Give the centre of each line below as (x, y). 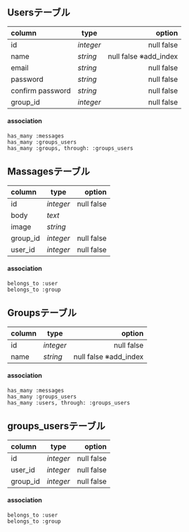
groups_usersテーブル (56, 426)
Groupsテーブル (42, 313)
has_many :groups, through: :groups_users (70, 149)
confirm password (41, 90)
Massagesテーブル (48, 172)
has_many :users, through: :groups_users (69, 403)
